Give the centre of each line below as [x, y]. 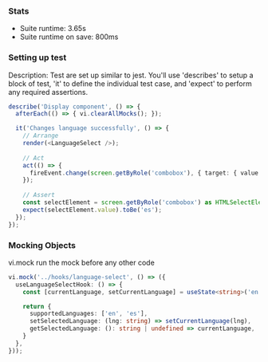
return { [37, 306]
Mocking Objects [42, 245]
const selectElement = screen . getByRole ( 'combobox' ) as [118, 203]
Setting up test [37, 57]
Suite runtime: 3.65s [53, 29]
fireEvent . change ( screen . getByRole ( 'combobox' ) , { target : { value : [146, 173]
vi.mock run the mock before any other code [82, 262]
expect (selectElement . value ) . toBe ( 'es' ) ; [92, 210]
